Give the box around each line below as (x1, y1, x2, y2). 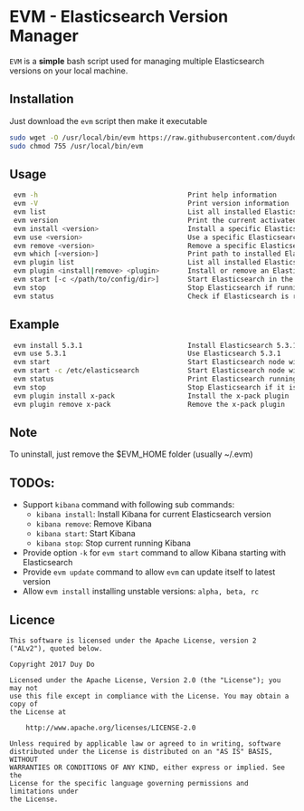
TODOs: (9, 475, 55, 490)
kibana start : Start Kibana (35, 528, 136, 539)
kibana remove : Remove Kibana (35, 518, 152, 529)
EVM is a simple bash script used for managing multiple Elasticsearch (9, 55, 265, 66)
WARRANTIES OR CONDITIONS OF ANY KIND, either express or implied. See (9, 763, 285, 772)
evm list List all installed (13, 208, 261, 217)
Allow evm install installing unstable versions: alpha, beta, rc (22, 586, 260, 597)
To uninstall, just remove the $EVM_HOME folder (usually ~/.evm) (9, 449, 253, 459)
